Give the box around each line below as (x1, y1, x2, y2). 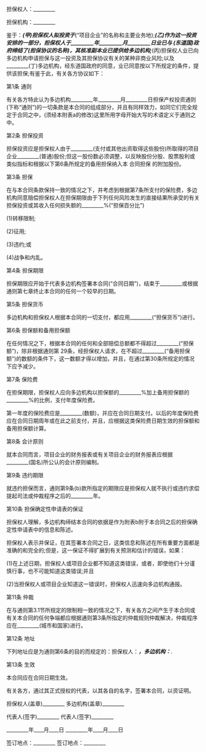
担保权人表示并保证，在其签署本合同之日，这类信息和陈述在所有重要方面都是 (6, 539, 200, 546)
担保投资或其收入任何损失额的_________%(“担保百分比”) (6, 202, 145, 209)
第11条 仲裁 (6, 594, 34, 600)
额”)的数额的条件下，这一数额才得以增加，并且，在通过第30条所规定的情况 (6, 355, 195, 362)
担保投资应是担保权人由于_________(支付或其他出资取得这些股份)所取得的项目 (6, 145, 199, 152)
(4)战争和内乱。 (6, 254, 47, 261)
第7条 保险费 (6, 376, 38, 383)
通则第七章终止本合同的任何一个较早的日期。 (6, 288, 120, 294)
